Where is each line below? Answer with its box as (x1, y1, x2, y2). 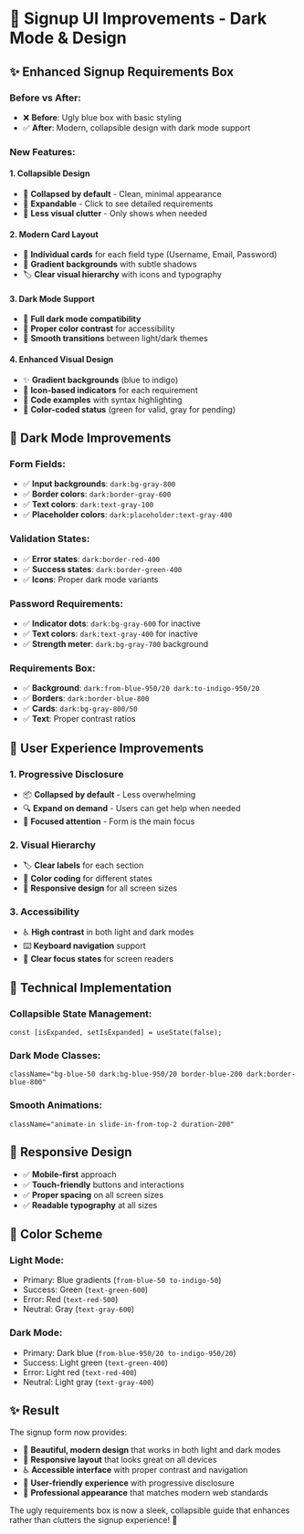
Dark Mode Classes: (9, 1049, 101, 1062)
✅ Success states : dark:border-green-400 (22, 563, 183, 574)
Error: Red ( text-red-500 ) (22, 1294, 119, 1305)
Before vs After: (9, 91, 82, 104)
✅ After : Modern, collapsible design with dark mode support (22, 122, 251, 133)
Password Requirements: (9, 597, 123, 610)
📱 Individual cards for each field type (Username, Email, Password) (22, 249, 278, 260)
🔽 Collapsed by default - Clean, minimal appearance (22, 189, 222, 199)
